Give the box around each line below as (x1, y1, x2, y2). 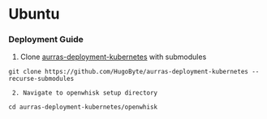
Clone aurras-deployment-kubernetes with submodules (19, 52, 207, 62)
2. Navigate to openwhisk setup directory (11, 89, 158, 97)
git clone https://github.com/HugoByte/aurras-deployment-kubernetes (8, 68, 249, 76)
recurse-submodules (8, 74, 75, 83)
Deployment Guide (8, 34, 84, 45)
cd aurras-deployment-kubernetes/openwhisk (8, 103, 158, 112)
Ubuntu (8, 5, 60, 23)
